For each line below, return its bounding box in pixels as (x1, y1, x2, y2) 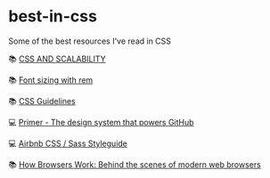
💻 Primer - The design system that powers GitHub (8, 117, 194, 127)
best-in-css (8, 6, 97, 27)
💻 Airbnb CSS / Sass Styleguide (8, 138, 128, 149)
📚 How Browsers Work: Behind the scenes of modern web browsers (8, 158, 262, 170)
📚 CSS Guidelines (8, 95, 77, 106)
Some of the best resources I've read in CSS (8, 36, 171, 46)
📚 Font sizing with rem (8, 74, 94, 85)
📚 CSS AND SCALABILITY (8, 53, 106, 64)
